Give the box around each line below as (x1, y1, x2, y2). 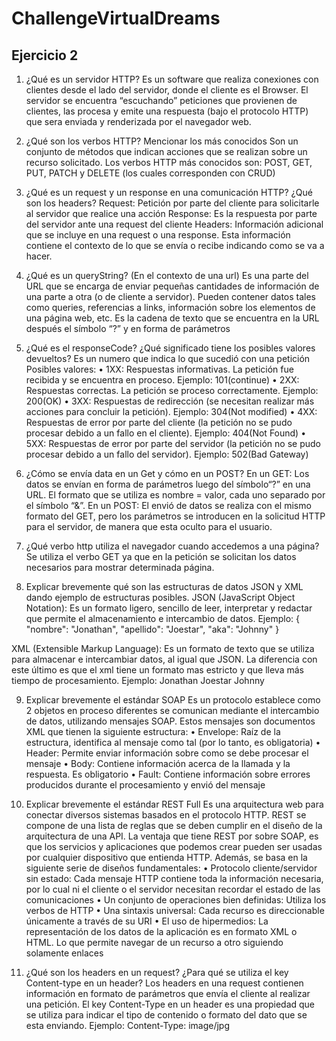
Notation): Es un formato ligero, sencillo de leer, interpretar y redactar (25, 602, 313, 614)
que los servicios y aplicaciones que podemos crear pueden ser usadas (25, 841, 323, 852)
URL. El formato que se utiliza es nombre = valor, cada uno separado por (25, 489, 326, 501)
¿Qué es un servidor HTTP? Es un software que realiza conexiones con (25, 73, 319, 85)
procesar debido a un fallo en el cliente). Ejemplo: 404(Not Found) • (25, 427, 307, 439)
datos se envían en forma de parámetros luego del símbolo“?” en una (25, 478, 311, 490)
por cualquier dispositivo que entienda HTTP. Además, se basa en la (25, 852, 308, 863)
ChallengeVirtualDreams (11, 7, 221, 30)
